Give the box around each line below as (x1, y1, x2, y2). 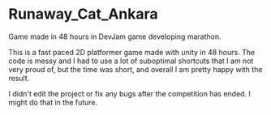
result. (8, 73, 30, 83)
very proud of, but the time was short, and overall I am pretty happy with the (8, 64, 263, 74)
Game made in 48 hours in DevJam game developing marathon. (8, 32, 222, 41)
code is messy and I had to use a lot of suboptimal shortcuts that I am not (8, 56, 254, 66)
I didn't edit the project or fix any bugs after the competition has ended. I (8, 88, 252, 98)
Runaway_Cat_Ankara (8, 5, 158, 23)
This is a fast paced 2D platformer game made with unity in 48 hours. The (8, 47, 256, 57)
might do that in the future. (8, 97, 98, 107)
